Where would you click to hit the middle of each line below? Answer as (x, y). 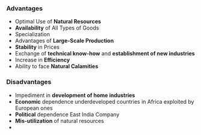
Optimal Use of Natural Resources (58, 22)
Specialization (32, 34)
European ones (34, 108)
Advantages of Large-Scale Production (64, 41)
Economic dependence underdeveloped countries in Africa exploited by (104, 101)
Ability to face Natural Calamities (57, 66)
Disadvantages (29, 82)
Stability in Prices (37, 47)
